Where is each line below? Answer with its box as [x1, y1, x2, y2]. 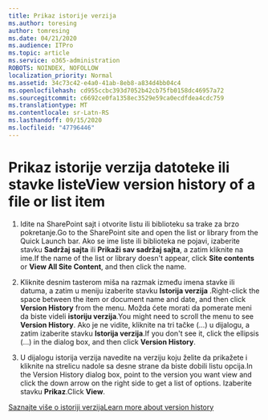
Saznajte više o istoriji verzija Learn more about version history [8, 402, 214, 412]
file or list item [8, 192, 106, 210]
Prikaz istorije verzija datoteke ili [8, 158, 230, 177]
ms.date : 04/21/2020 [8, 34, 78, 43]
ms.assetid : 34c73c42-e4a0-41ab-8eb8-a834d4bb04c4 [8, 79, 181, 87]
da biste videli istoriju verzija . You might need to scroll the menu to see [19, 311, 254, 321]
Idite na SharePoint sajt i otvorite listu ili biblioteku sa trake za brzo [19, 218, 239, 229]
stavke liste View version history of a [8, 175, 255, 194]
